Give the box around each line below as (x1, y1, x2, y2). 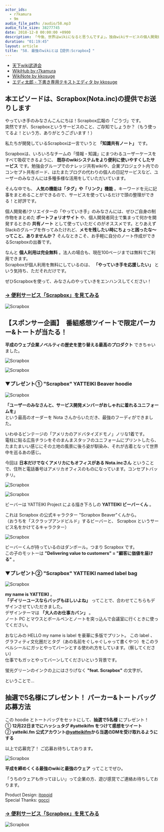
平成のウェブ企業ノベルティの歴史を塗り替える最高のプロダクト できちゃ (5, 342, 151, 348)
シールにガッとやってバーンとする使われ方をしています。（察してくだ (13, 645, 151, 650)
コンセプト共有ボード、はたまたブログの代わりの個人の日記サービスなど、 (5, 169, 155, 175)
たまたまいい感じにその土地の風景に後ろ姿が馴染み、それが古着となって (5, 443, 150, 449)
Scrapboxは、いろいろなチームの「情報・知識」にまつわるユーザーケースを (5, 151, 157, 157)
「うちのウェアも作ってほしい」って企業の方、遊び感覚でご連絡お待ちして (5, 776, 154, 781)
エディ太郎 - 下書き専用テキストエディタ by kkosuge (12, 79, 118, 85)
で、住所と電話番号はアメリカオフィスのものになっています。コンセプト (5, 466, 150, 471)
